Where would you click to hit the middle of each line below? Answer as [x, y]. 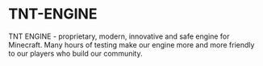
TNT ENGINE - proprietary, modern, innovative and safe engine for [119, 36]
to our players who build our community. [75, 53]
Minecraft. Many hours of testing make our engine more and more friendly [131, 44]
